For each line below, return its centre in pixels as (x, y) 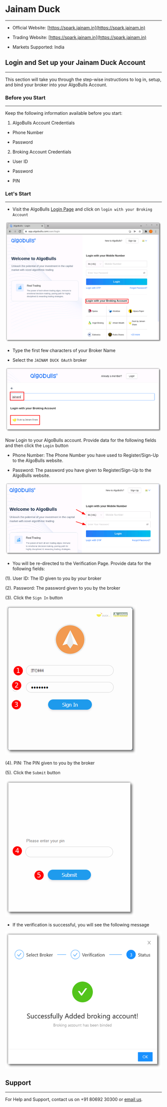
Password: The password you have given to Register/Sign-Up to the (82, 470)
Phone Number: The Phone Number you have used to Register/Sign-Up (85, 455)
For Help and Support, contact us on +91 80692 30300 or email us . (74, 1100)
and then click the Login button (37, 445)
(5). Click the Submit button (33, 773)
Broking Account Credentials (42, 152)
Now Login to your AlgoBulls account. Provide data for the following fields (81, 441)
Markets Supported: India (38, 47)
